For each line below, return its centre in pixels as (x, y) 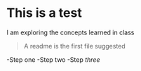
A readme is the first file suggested (74, 46)
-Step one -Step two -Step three (53, 59)
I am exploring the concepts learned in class (70, 32)
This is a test (44, 13)
